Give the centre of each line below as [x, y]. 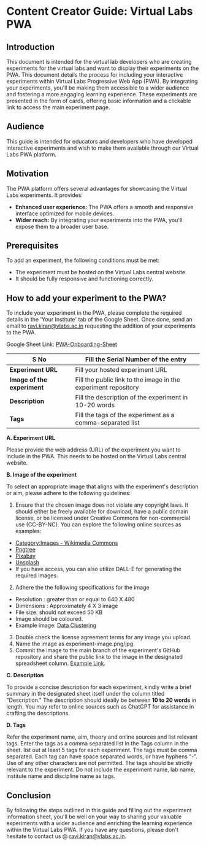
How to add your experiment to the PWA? [86, 298]
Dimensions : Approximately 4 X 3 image [67, 606]
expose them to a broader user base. [62, 226]
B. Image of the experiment [42, 475]
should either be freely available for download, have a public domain [101, 512]
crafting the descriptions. [38, 713]
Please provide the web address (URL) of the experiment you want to [93, 450]
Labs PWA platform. [32, 154]
